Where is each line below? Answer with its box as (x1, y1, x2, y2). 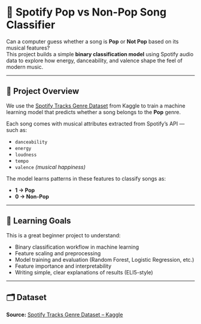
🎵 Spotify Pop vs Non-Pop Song (6, 5, 167, 19)
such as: (6, 126, 28, 133)
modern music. (6, 63, 44, 71)
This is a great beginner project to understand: (6, 231, 121, 239)
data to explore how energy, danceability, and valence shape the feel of (6, 57, 182, 64)
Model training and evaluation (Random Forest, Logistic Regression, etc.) (14, 256, 194, 263)
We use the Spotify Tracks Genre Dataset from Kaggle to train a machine (6, 102, 185, 109)
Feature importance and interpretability (14, 262, 112, 270)
